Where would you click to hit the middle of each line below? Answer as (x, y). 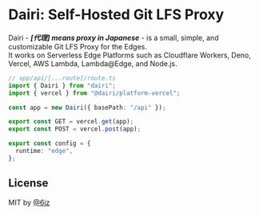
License (28, 184)
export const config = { (50, 144)
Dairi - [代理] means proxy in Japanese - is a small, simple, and (114, 37)
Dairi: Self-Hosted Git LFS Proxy (116, 15)
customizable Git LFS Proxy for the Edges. (78, 46)
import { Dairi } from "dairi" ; (62, 85)
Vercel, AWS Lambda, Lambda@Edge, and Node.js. (93, 63)
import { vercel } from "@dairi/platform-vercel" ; (94, 93)
